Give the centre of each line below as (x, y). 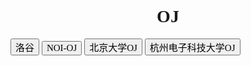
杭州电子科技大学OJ (192, 47)
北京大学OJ (113, 47)
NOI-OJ (62, 47)
